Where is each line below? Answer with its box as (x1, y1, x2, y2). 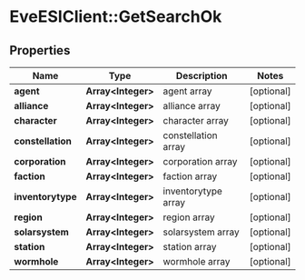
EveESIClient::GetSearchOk (9, 6, 222, 27)
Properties (9, 43, 71, 58)
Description (175, 70, 229, 82)
